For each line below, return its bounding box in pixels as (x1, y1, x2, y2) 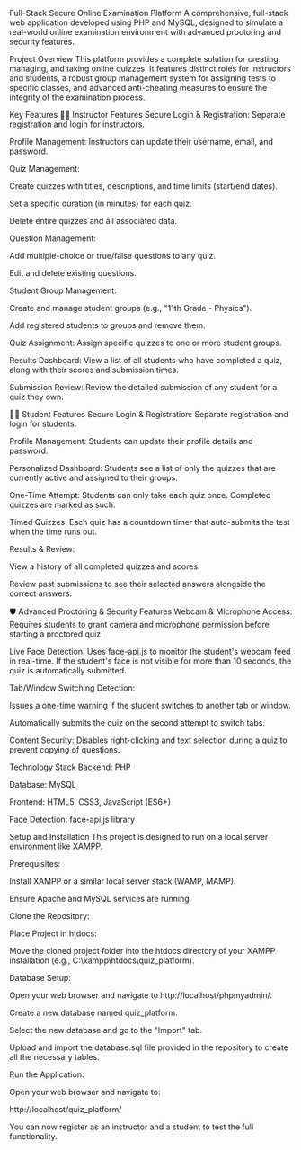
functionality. (9, 1131, 58, 1141)
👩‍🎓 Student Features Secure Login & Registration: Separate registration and (9, 409, 289, 419)
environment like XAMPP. (9, 841, 103, 851)
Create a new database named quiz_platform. (9, 1007, 178, 1018)
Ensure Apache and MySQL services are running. (9, 894, 192, 904)
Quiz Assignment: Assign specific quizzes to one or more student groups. (9, 337, 282, 348)
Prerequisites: (9, 859, 61, 869)
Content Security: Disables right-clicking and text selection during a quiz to (9, 735, 288, 745)
